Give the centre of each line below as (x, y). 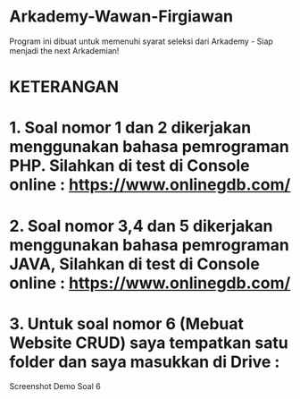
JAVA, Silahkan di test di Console (135, 263)
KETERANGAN (64, 87)
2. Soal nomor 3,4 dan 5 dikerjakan (141, 226)
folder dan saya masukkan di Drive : (145, 362)
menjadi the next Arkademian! (64, 50)
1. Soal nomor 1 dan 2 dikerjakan (130, 128)
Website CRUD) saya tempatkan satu (149, 343)
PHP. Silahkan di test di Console (129, 166)
